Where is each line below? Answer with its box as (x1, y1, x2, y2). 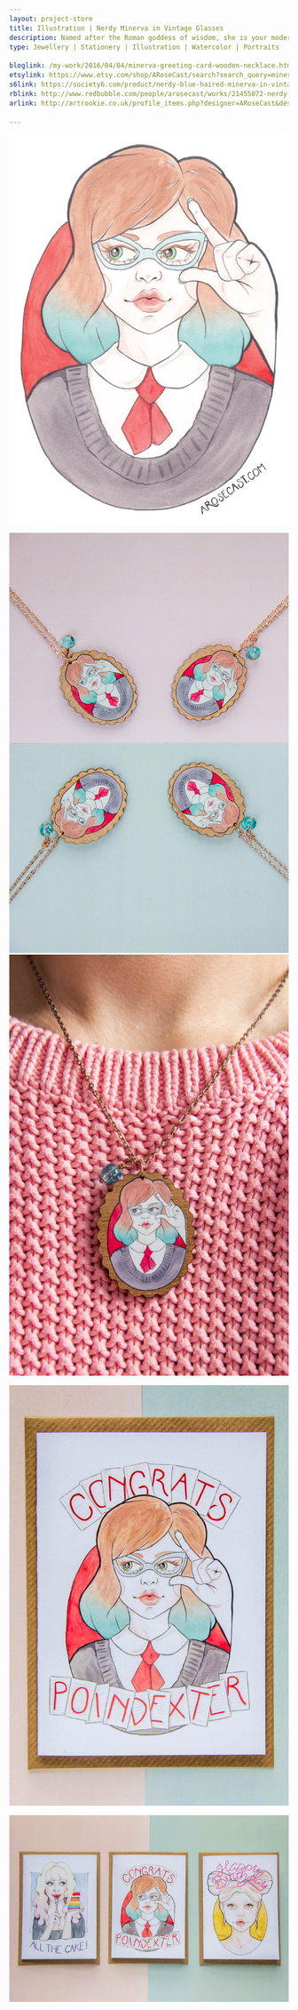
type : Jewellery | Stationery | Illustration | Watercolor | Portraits (9, 43, 279, 52)
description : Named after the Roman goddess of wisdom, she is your (9, 33, 268, 42)
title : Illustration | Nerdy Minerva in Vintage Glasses (9, 23, 224, 33)
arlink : (9, 99, 38, 108)
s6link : (9, 80, 38, 89)
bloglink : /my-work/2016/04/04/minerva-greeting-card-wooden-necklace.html (9, 61, 295, 70)
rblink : (9, 89, 38, 98)
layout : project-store (9, 14, 93, 23)
